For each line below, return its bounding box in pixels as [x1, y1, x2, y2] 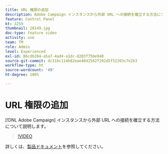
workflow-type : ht [5, 63, 43, 68]
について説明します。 [5, 123, 49, 129]
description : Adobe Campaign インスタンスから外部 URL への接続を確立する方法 [5, 12, 157, 17]
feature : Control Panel [5, 16, 55, 21]
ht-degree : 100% [5, 72, 39, 77]
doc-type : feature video [5, 30, 57, 35]
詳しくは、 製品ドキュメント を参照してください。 [5, 143, 106, 150]
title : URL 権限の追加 [5, 7, 49, 12]
